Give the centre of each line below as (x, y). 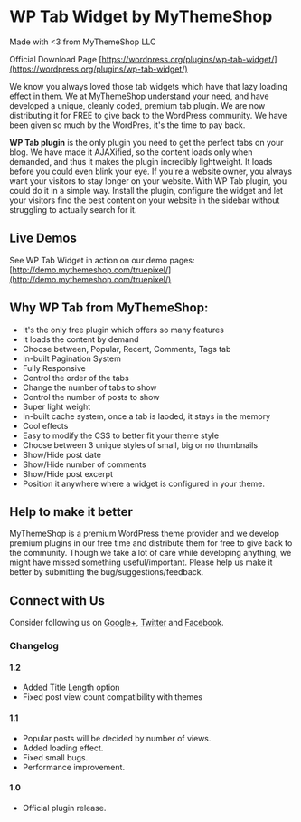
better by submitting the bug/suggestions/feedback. (107, 572)
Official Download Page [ (56, 59)
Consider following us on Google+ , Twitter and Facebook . (117, 623)
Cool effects (45, 425)
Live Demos (43, 239)
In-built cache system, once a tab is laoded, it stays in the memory (146, 416)
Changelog (34, 646)
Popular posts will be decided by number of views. (117, 738)
